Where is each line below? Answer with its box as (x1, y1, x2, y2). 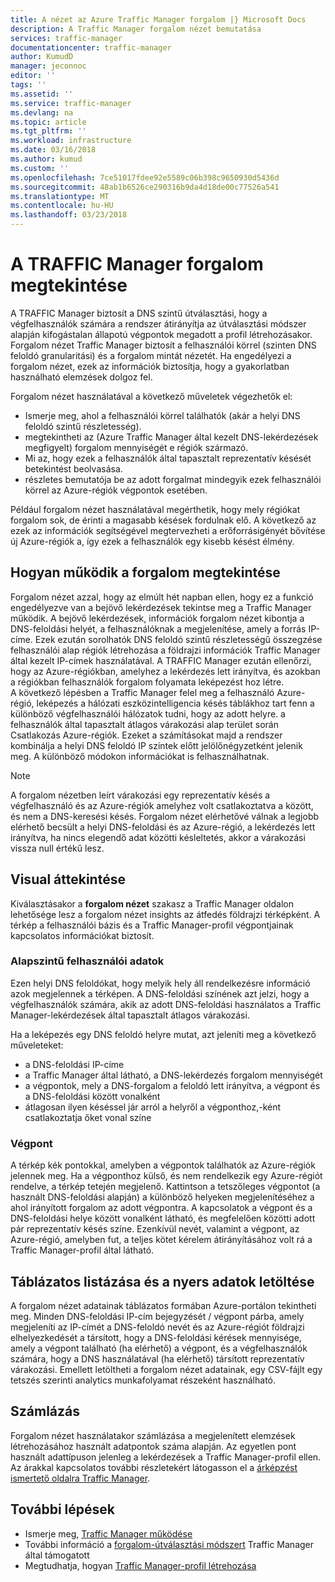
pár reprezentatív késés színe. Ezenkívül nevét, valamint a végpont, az (10, 1223, 300, 1235)
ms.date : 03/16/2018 (10, 145, 97, 155)
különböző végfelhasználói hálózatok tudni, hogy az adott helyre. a (10, 707, 286, 720)
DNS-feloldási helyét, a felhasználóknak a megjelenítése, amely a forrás (10, 622, 307, 635)
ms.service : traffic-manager (10, 98, 132, 108)
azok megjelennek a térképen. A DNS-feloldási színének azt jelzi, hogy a (10, 987, 310, 1000)
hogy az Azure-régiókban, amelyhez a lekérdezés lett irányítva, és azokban (10, 665, 321, 677)
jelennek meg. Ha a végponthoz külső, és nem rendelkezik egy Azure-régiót (10, 1170, 323, 1182)
